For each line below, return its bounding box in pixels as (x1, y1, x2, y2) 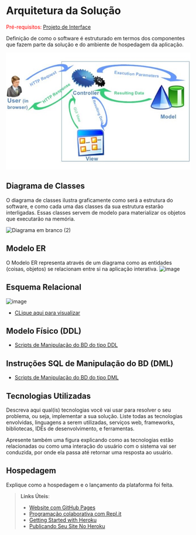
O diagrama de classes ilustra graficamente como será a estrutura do (6, 196, 174, 203)
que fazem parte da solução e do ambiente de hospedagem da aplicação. (6, 41, 184, 48)
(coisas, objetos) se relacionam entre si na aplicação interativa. (6, 265, 158, 272)
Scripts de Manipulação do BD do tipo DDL (14, 341, 118, 348)
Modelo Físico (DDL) (6, 326, 82, 336)
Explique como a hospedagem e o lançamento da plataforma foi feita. (6, 481, 174, 488)
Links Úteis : (20, 492, 50, 499)
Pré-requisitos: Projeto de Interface (6, 23, 91, 30)
